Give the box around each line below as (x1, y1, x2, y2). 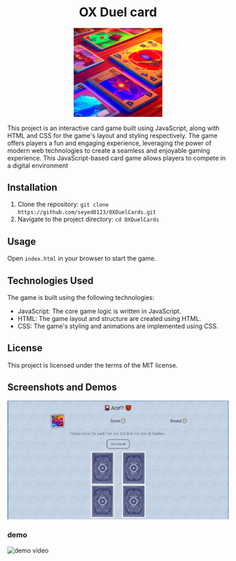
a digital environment (7, 161, 69, 170)
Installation (7, 181, 58, 194)
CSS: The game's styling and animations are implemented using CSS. (17, 322, 219, 330)
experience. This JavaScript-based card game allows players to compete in (7, 153, 226, 162)
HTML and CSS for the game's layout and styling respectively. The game (7, 131, 218, 139)
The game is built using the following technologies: (7, 293, 155, 301)
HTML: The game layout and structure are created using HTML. (17, 314, 202, 322)
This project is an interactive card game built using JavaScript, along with (7, 124, 220, 132)
